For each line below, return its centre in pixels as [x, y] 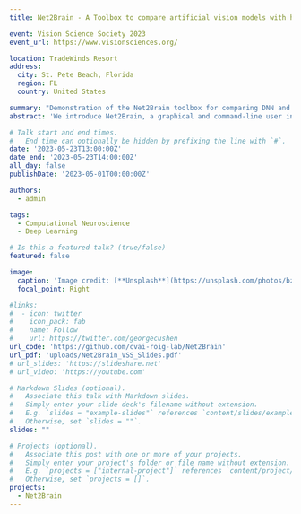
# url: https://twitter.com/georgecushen [94, 339]
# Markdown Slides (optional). [68, 388]
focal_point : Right [54, 289]
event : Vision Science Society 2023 [77, 34]
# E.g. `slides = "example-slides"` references [104, 414]
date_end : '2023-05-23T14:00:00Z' [74, 158]
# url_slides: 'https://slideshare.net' [86, 363]
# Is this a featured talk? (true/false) [88, 248]
